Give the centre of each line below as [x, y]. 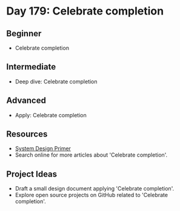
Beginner [24, 34]
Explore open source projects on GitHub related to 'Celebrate [92, 195]
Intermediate [31, 67]
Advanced [26, 101]
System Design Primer [43, 149]
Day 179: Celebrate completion [85, 11]
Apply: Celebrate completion [51, 115]
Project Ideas [32, 174]
